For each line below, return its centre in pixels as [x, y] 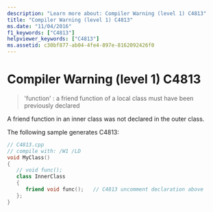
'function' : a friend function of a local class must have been [109, 98]
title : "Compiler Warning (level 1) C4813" [70, 20]
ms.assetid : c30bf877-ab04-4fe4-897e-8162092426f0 [81, 45]
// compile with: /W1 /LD [44, 151]
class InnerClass [41, 177]
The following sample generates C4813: [63, 132]
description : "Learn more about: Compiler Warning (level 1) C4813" [107, 13]
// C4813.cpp [26, 145]
